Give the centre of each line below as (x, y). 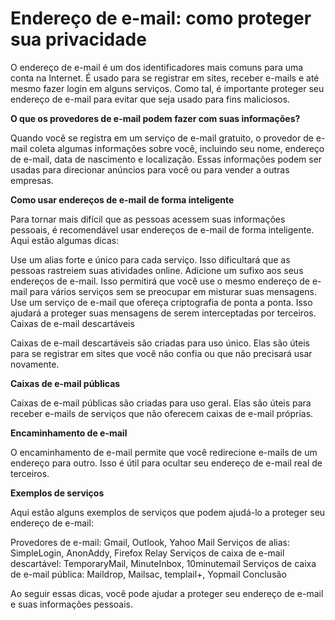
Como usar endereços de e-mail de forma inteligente (122, 199)
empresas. (32, 180)
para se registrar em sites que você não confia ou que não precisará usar (161, 353)
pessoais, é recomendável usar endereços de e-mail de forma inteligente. (162, 229)
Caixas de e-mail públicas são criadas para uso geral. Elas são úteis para (161, 403)
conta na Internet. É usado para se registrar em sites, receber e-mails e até (165, 78)
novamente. (35, 364)
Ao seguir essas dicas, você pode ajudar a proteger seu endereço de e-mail (167, 593)
